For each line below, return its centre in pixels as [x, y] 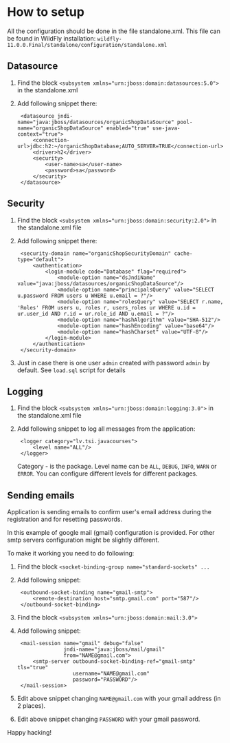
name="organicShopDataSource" [60, 128]
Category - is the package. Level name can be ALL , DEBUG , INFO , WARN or [117, 467]
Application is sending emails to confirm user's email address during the [109, 512]
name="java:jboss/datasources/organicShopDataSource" [95, 122]
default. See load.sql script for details [71, 370]
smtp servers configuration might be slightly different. [83, 540]
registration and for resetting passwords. [65, 519]
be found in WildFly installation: [51, 38]
